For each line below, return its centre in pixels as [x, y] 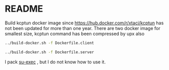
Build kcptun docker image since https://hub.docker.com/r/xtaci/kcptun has [84, 23]
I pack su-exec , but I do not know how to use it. [55, 62]
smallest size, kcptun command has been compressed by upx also [75, 33]
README [24, 9]
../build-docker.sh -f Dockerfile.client [50, 43]
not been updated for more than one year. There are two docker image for [82, 28]
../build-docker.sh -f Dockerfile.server [50, 52]
